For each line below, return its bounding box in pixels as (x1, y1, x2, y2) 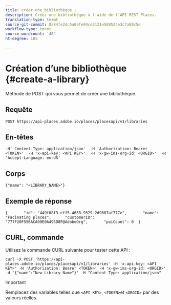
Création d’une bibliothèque (5, 63, 127, 74)
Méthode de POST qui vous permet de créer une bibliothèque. (5, 90, 137, 96)
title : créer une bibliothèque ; (5, 7, 77, 13)
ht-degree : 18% (5, 36, 38, 42)
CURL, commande (5, 233, 64, 242)
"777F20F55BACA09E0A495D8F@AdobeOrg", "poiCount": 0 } (5, 219, 141, 225)
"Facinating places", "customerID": (5, 215, 95, 220)
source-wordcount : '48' (5, 31, 56, 36)
